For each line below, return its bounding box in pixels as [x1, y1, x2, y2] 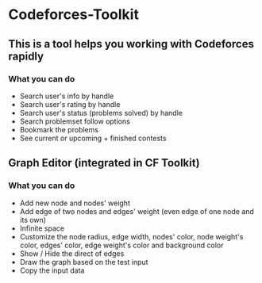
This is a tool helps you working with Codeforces [8, 37, 254, 51]
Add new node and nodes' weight [19, 198, 131, 208]
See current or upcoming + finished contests [19, 133, 167, 143]
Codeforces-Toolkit [8, 6, 139, 24]
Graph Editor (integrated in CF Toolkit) [8, 156, 200, 170]
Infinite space [19, 224, 65, 233]
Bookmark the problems [19, 124, 99, 134]
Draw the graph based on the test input [19, 257, 148, 266]
